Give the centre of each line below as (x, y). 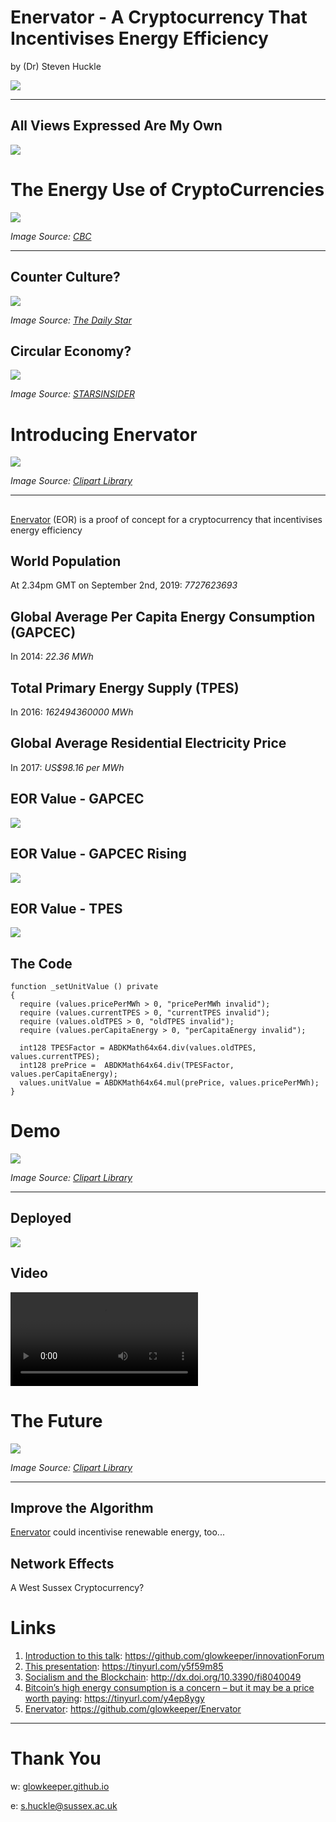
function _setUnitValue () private (84, 987)
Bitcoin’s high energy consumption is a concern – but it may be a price (169, 1688)
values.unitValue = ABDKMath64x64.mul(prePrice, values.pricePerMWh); (169, 1083)
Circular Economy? (71, 351)
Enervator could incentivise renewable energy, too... (117, 1532)
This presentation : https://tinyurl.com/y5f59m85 (124, 1667)
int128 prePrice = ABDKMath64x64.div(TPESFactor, (127, 1066)
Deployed (41, 1218)
